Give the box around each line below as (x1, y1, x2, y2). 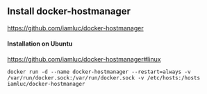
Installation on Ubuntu (7, 39, 73, 48)
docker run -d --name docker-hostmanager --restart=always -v (7, 68, 191, 75)
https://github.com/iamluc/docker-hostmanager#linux (7, 55, 161, 64)
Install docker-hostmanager (7, 6, 131, 17)
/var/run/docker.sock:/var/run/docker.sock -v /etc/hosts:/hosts (7, 75, 200, 82)
